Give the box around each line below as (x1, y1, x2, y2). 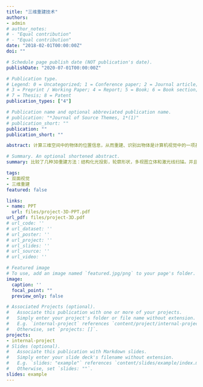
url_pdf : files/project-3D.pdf (6, 215, 85, 221)
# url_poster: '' (6, 231, 50, 238)
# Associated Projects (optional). (6, 304, 96, 310)
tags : (6, 170, 20, 176)
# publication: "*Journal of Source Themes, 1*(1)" (6, 114, 139, 121)
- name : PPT (6, 203, 36, 209)
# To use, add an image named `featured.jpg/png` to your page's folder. (6, 270, 196, 276)
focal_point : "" (11, 287, 53, 293)
